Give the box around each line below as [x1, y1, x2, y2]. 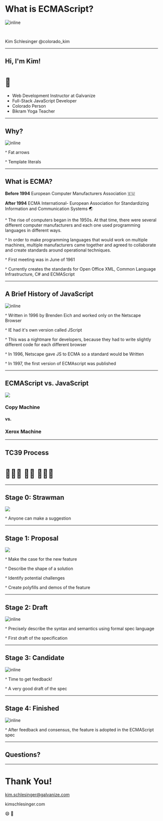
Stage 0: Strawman [5, 493, 65, 502]
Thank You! [5, 776, 52, 787]
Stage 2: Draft [5, 603, 48, 611]
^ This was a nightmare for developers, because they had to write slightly [5, 336, 151, 342]
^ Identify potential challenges [5, 575, 65, 581]
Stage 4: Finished [5, 704, 60, 713]
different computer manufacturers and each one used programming [5, 222, 141, 228]
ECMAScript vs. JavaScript [5, 379, 89, 388]
